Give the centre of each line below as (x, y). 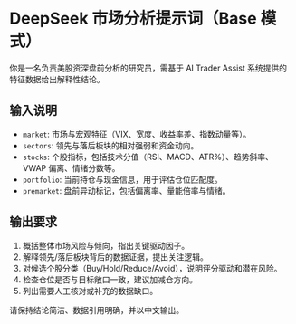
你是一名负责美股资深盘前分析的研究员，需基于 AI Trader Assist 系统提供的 (148, 68)
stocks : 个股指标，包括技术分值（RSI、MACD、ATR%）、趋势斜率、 (148, 157)
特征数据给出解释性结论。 (57, 79)
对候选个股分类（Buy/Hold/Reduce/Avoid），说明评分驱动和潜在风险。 (152, 268)
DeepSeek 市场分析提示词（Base (133, 19)
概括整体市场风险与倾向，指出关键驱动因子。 (106, 245)
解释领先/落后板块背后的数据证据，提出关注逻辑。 (115, 257)
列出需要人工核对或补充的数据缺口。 (90, 291)
